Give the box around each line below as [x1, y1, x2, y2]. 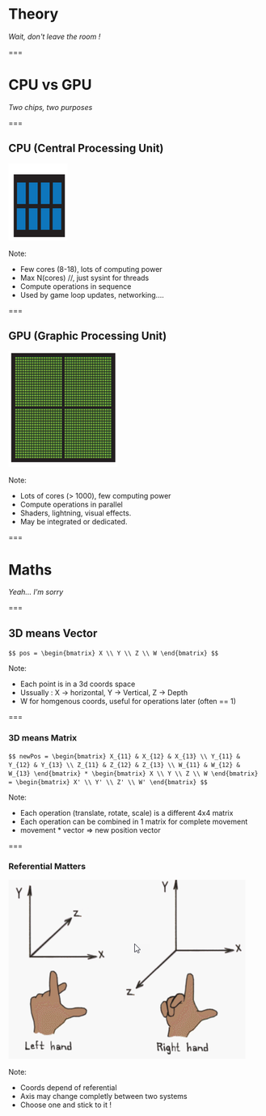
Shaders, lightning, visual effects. [19, 507, 132, 518]
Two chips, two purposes [8, 102, 93, 112]
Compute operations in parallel [19, 499, 123, 509]
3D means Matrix [8, 732, 78, 744]
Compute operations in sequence [19, 281, 132, 291]
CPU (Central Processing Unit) [8, 142, 164, 155]
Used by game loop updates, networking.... [19, 290, 164, 299]
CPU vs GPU [8, 76, 92, 94]
